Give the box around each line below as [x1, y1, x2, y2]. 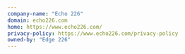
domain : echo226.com [7, 17, 68, 24]
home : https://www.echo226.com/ [7, 23, 102, 30]
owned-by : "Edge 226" [7, 36, 71, 43]
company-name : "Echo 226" [7, 10, 83, 18]
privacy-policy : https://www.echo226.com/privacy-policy [7, 29, 179, 37]
